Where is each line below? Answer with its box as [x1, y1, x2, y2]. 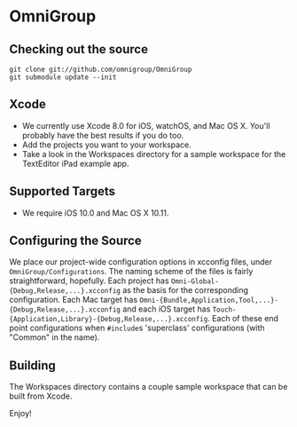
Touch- [212, 305, 237, 314]
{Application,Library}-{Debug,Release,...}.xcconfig [9, 315, 208, 324]
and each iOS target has [122, 304, 211, 314]
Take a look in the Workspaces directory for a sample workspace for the [21, 148, 286, 159]
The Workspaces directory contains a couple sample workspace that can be [9, 382, 288, 392]
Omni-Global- [171, 277, 219, 286]
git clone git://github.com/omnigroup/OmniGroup [9, 65, 192, 74]
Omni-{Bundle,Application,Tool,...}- [139, 296, 279, 305]
